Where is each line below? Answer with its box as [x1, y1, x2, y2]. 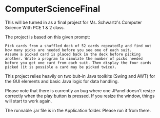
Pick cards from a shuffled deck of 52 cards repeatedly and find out [5, 43, 152, 48]
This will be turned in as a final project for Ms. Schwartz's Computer [5, 19, 142, 25]
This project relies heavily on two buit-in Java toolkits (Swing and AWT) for [5, 73, 156, 79]
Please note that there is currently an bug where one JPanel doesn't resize [5, 87, 155, 93]
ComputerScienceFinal [5, 3, 100, 15]
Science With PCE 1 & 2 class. [5, 24, 65, 30]
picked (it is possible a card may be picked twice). [5, 65, 117, 69]
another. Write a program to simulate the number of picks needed [5, 56, 143, 61]
